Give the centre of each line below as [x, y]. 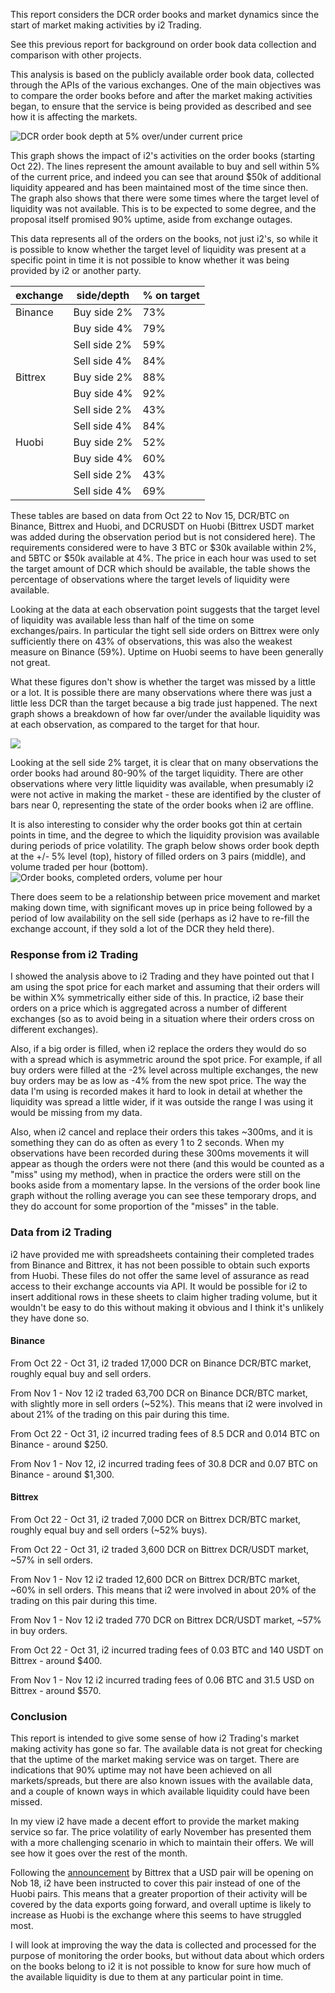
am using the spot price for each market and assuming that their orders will [165, 987]
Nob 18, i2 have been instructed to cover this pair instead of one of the [155, 1883]
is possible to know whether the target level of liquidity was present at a [158, 249]
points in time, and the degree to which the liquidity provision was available [165, 835]
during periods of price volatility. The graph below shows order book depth [165, 845]
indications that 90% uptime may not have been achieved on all [141, 1770]
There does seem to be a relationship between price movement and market [165, 897]
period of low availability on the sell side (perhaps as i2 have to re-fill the [160, 918]
